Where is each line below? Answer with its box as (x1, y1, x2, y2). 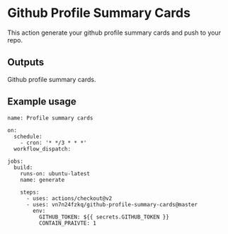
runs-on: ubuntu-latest (20, 170, 91, 177)
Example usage (7, 95, 76, 107)
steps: (20, 189, 40, 196)
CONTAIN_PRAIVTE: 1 (38, 219, 97, 227)
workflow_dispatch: (13, 145, 72, 153)
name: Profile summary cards (7, 115, 93, 122)
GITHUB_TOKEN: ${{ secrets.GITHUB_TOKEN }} (38, 213, 170, 221)
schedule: (13, 133, 42, 140)
